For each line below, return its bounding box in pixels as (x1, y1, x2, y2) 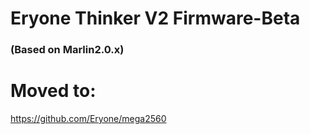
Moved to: (10, 80, 97, 102)
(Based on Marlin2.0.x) (10, 43, 125, 57)
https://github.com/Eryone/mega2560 (10, 113, 167, 125)
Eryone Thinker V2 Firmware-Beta (10, 7, 301, 30)
